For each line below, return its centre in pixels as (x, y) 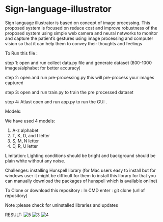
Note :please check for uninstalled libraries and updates (62, 205)
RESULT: (14, 215)
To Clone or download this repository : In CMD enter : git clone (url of (75, 190)
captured (14, 83)
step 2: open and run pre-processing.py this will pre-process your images (80, 77)
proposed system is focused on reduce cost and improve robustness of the (81, 28)
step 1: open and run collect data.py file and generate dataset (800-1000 (79, 63)
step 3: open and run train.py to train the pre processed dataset (69, 92)
